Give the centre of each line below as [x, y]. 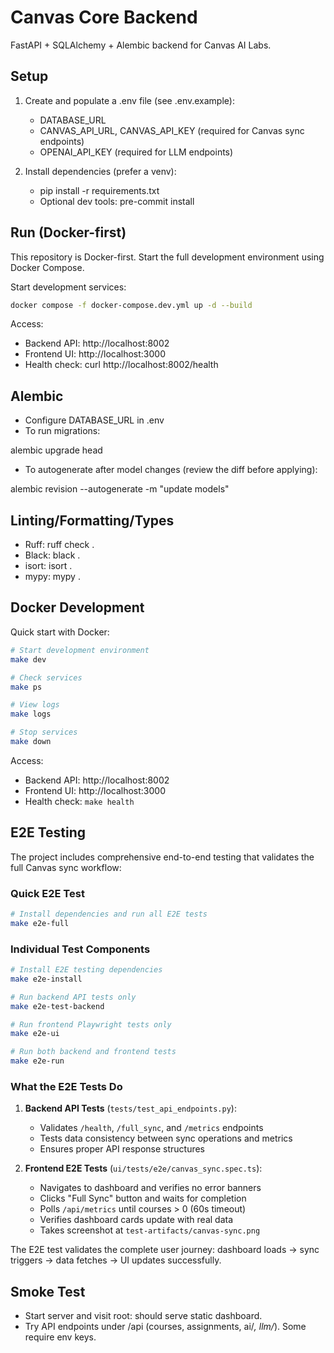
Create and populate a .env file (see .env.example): [129, 100]
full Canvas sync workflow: [66, 867]
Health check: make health [79, 801]
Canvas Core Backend [104, 17]
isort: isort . [48, 566]
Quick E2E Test [47, 893]
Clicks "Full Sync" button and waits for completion [143, 1198]
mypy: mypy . [52, 577]
